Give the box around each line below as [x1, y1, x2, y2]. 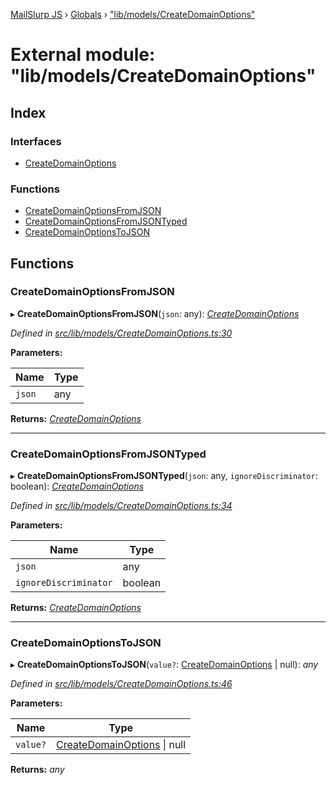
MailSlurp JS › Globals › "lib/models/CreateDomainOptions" [10, 9, 256, 20]
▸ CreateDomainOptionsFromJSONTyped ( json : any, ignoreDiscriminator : [10, 470, 318, 482]
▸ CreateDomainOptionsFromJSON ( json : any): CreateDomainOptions [10, 307, 300, 319]
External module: [10, 44, 156, 66]
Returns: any [10, 764, 65, 776]
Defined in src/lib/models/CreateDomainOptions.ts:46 [10, 678, 233, 690]
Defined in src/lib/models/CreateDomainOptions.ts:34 [10, 500, 233, 512]
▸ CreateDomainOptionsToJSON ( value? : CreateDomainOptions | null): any [10, 659, 319, 671]
